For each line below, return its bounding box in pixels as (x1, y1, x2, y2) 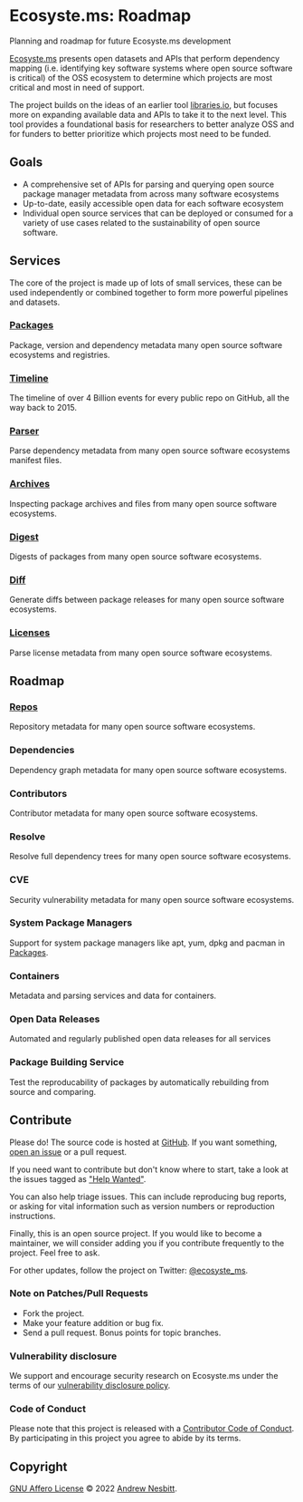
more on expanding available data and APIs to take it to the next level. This (9, 109, 288, 120)
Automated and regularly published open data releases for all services (9, 1033, 271, 1044)
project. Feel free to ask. (9, 1247, 100, 1258)
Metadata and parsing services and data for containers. (9, 990, 217, 1002)
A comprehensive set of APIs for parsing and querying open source (22, 179, 274, 189)
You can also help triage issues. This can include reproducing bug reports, (9, 1191, 287, 1202)
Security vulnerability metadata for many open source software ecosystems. (9, 894, 295, 905)
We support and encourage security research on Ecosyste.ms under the (9, 1371, 279, 1381)
